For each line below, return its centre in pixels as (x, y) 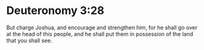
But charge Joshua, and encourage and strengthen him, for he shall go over (102, 27)
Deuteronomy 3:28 (55, 11)
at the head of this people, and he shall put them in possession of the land (100, 34)
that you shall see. (29, 40)
